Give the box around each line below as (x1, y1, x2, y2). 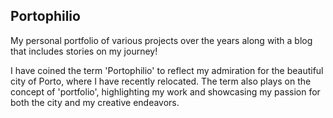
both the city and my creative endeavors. (10, 96, 180, 108)
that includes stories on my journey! (10, 45, 158, 57)
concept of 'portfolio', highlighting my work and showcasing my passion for (10, 85, 321, 98)
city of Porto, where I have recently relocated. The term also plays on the (10, 75, 312, 87)
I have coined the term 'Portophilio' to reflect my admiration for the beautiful (10, 64, 324, 76)
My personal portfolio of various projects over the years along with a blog (10, 34, 313, 46)
